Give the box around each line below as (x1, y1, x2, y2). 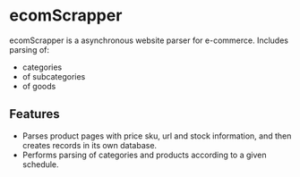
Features (9, 106, 60, 122)
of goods (21, 80, 56, 91)
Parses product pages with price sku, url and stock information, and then (21, 131, 292, 141)
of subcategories (21, 71, 86, 81)
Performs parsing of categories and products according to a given (21, 149, 267, 160)
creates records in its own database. (21, 139, 158, 150)
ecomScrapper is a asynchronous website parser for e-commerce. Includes (9, 35, 289, 46)
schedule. (21, 158, 60, 170)
